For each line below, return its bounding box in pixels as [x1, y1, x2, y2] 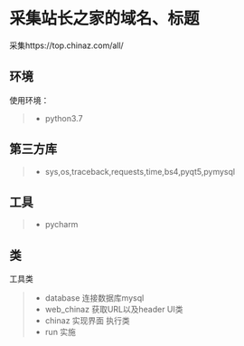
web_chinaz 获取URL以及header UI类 [44, 304, 183, 315]
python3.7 [44, 112, 83, 123]
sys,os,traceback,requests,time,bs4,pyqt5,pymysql [44, 166, 236, 177]
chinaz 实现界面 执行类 [44, 315, 130, 326]
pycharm [44, 219, 79, 230]
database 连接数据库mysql [44, 293, 145, 303]
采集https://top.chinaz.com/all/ [9, 40, 124, 51]
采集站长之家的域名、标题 [9, 8, 201, 29]
